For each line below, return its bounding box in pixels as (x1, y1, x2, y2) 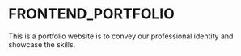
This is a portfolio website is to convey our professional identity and (8, 31, 234, 41)
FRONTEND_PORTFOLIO (8, 5, 175, 23)
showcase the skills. (8, 39, 76, 49)
